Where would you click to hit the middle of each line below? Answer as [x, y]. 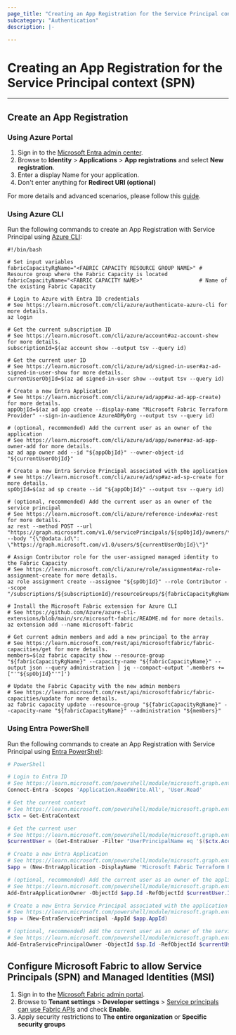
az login [20, 318]
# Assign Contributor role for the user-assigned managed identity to [113, 557]
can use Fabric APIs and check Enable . [74, 1009]
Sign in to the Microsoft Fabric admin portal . [81, 994]
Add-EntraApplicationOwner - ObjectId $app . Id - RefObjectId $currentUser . [118, 893]
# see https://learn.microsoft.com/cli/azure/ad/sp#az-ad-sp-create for [116, 477]
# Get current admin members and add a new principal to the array [108, 637]
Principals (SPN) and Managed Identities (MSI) [111, 977]
